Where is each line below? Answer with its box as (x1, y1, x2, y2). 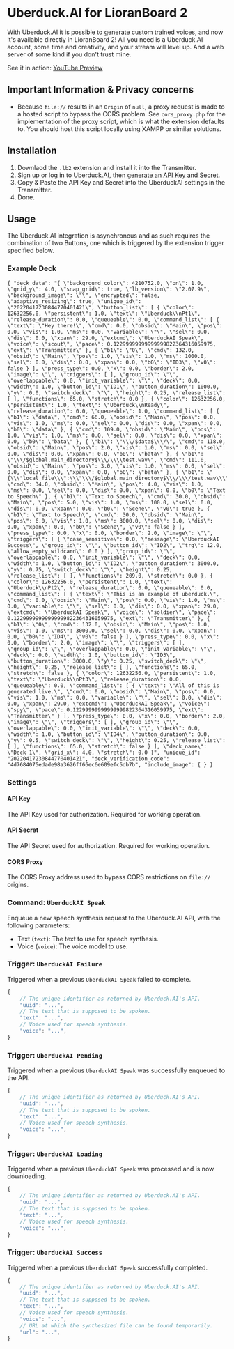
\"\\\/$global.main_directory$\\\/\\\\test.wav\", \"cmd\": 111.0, (7, 456, 208, 463)
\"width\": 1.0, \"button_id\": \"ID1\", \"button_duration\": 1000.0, (7, 383, 219, 390)
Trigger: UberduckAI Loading (7, 1149, 103, 1159)
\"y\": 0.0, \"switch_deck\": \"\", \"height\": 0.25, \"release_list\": (7, 389, 226, 396)
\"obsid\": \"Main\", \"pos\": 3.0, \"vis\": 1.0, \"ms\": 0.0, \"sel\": (7, 462, 226, 470)
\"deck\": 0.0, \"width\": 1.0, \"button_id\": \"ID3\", (7, 652, 176, 658)
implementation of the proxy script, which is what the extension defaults (17, 117, 225, 125)
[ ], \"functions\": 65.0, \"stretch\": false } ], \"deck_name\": (7, 743, 208, 750)
